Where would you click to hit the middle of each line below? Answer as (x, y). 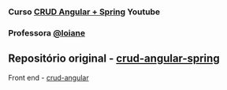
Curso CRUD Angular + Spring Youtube (84, 12)
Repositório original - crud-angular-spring (114, 59)
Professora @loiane (47, 32)
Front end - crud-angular (48, 77)
